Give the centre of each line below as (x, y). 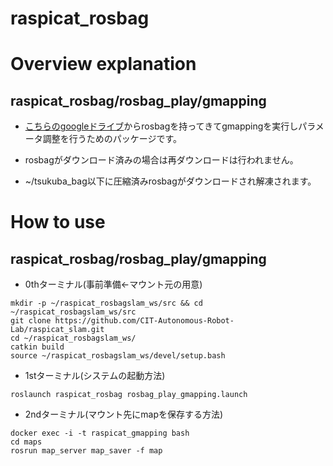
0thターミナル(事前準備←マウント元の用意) (113, 284)
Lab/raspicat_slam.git (57, 330)
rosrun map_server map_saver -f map (86, 451)
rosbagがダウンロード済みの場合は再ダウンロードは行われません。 (161, 160)
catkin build (37, 347)
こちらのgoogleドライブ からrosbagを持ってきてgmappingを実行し (161, 126)
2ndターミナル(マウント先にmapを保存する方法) (124, 414)
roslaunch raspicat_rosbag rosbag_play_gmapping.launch (129, 395)
